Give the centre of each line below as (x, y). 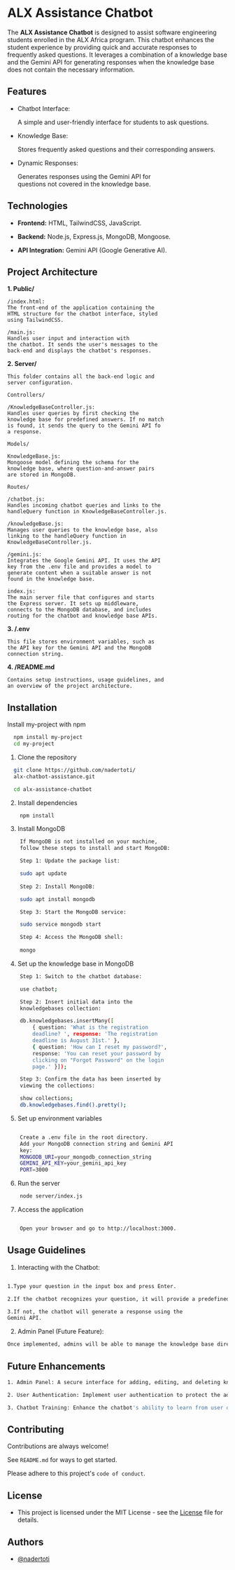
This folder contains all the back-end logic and (81, 377)
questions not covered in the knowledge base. (84, 184)
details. (28, 1520)
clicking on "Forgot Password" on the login (98, 1060)
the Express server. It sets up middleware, (73, 604)
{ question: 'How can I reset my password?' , (100, 1047)
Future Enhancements (57, 1366)
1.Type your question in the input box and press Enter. (92, 1286)
